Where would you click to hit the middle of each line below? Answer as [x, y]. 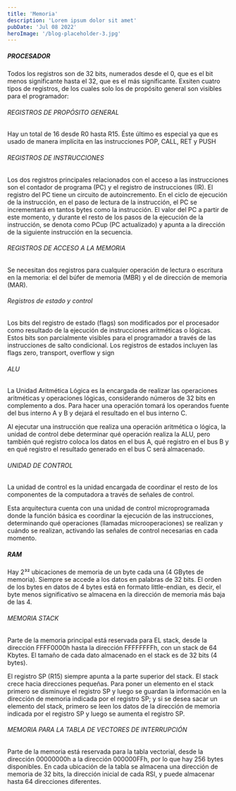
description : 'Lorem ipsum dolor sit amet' [72, 20]
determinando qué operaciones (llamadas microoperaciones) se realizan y [115, 523]
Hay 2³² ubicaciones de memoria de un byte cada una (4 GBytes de [106, 572]
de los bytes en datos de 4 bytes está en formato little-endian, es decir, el [114, 587]
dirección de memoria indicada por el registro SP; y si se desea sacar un [113, 699]
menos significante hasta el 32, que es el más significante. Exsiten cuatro [114, 81]
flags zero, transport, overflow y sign [61, 353]
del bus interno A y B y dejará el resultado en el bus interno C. [97, 413]
